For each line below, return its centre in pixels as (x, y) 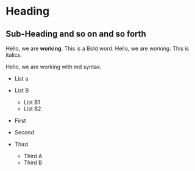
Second (24, 132)
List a (21, 78)
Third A (33, 156)
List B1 (32, 102)
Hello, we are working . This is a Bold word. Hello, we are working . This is (97, 48)
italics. (14, 55)
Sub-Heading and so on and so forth (76, 34)
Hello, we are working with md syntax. (54, 67)
